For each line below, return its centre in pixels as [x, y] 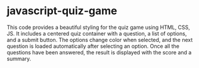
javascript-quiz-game [62, 11]
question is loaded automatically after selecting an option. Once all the [93, 46]
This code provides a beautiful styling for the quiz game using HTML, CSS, [98, 27]
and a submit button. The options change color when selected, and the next [100, 40]
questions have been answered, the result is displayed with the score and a [99, 52]
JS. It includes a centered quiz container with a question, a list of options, [97, 33]
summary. [19, 59]
